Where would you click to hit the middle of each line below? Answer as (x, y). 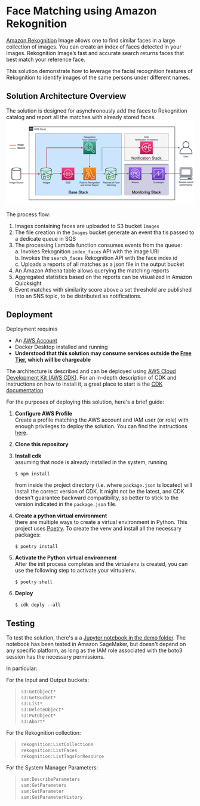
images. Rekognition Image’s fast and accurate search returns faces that (95, 53)
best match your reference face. (46, 59)
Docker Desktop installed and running (61, 347)
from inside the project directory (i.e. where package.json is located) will (103, 485)
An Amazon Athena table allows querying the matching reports (92, 270)
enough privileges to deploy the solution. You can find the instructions (101, 426)
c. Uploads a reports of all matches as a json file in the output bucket (99, 264)
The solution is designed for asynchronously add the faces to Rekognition (97, 110)
